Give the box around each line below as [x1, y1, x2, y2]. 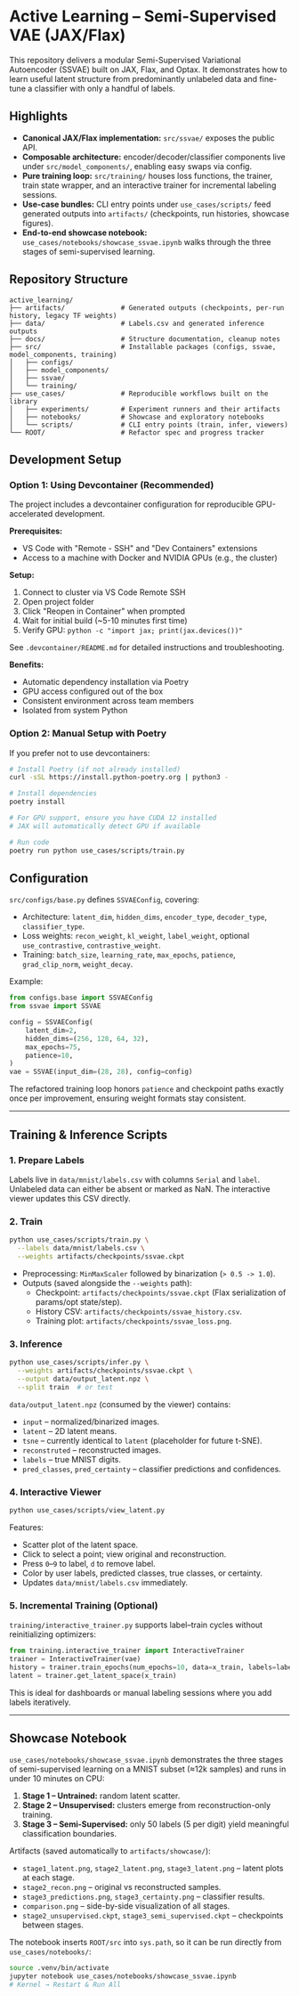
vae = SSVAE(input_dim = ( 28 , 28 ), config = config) [9, 1067, 193, 1077]
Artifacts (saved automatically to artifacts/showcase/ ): [9, 1845, 211, 1856]
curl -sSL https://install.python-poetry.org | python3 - [9, 773, 229, 782]
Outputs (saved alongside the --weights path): [21, 1277, 193, 1288]
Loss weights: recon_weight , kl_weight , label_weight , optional [21, 931, 250, 941]
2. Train [9, 1215, 43, 1227]
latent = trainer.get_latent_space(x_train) [9, 1671, 177, 1680]
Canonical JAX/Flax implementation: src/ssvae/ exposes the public [21, 132, 275, 143]
